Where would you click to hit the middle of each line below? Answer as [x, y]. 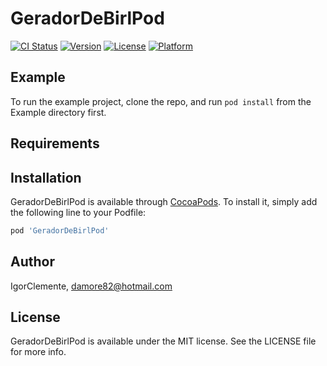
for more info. [38, 352]
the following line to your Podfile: [78, 212]
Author [32, 262]
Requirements [55, 143]
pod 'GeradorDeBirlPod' [60, 230]
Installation [46, 177]
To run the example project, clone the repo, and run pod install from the [161, 101]
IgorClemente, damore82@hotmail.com [91, 286]
